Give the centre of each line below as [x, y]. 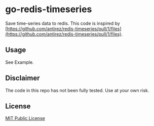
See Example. [20, 62]
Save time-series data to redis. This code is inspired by [63, 23]
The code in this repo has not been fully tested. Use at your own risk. [77, 90]
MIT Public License [25, 118]
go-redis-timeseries [49, 9]
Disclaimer [23, 78]
